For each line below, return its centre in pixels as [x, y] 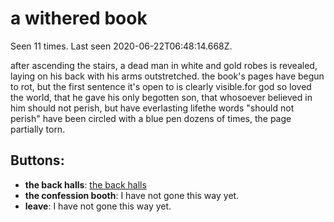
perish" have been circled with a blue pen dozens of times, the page [151, 118]
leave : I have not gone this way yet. [98, 206]
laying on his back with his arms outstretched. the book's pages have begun [167, 76]
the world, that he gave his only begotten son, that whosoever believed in [161, 97]
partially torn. [38, 129]
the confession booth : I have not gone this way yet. [132, 195]
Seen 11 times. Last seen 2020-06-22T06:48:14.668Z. [121, 46]
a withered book [79, 18]
